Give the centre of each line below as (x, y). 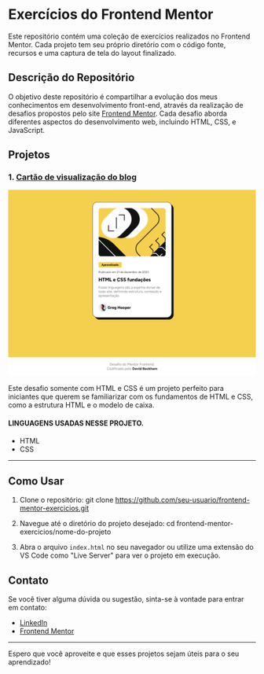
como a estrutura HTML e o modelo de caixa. (81, 405)
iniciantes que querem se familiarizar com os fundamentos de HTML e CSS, (131, 397)
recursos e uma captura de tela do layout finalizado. (92, 53)
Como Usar (36, 481)
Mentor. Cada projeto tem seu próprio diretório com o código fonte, (117, 44)
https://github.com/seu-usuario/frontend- (182, 500)
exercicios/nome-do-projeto (65, 532)
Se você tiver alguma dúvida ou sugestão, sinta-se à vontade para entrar (126, 599)
